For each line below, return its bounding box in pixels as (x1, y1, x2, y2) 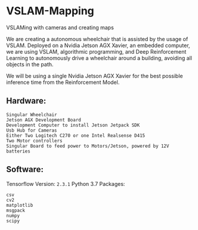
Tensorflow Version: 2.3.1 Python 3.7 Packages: (6, 180, 125, 187)
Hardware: (6, 96, 47, 106)
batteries (6, 148, 31, 154)
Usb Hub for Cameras (6, 127, 58, 133)
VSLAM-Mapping (6, 4, 94, 18)
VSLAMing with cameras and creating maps (6, 24, 115, 31)
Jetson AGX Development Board (6, 117, 82, 123)
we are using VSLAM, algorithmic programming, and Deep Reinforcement (6, 48, 187, 55)
